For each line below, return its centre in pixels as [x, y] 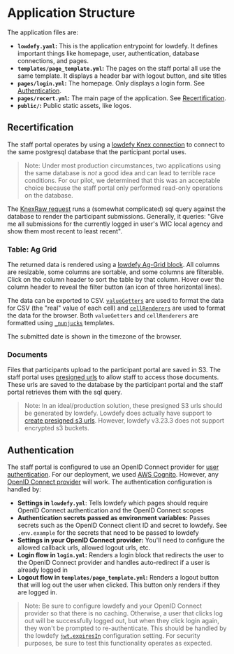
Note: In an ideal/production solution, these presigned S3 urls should [123, 406]
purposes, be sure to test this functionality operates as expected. [118, 643]
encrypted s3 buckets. [57, 428]
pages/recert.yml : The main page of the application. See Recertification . [122, 98]
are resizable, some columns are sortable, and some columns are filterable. [116, 272]
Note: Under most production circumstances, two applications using [123, 165]
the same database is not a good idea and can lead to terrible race [120, 172]
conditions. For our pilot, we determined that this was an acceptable [122, 180]
